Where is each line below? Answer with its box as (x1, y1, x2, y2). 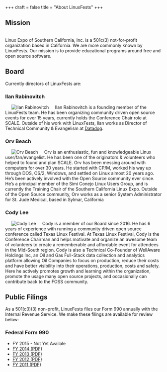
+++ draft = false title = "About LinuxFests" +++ (5, 4, 103, 10)
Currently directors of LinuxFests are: (5, 81, 82, 87)
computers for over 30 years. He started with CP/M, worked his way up (5, 165, 152, 171)
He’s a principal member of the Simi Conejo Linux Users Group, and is (5, 181, 148, 187)
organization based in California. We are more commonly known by (5, 42, 143, 48)
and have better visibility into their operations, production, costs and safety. (5, 263, 160, 269)
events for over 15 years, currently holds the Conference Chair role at (5, 114, 147, 121)
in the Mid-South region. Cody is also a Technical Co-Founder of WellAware (5, 247, 161, 253)
